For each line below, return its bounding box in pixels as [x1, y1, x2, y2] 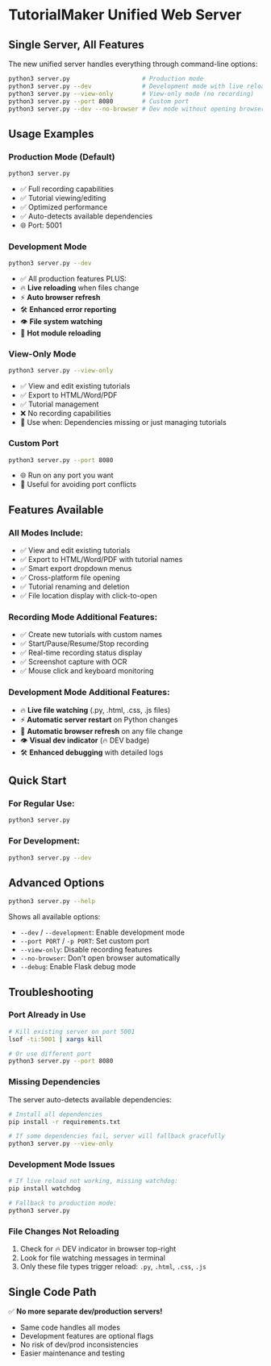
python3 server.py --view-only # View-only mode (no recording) [8, 90, 254, 98]
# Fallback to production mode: [8, 1199, 117, 1207]
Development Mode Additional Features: [8, 687, 170, 698]
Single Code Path [8, 1285, 97, 1299]
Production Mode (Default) [8, 151, 115, 162]
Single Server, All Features [8, 38, 145, 52]
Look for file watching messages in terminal [19, 1253, 165, 1263]
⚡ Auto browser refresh [19, 293, 101, 302]
